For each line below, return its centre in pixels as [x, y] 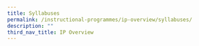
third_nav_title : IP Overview [51, 32]
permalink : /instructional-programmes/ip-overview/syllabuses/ [100, 20]
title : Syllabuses [33, 13]
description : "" [30, 26]
